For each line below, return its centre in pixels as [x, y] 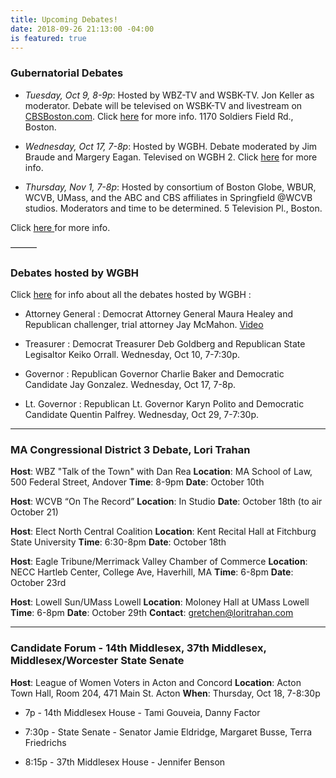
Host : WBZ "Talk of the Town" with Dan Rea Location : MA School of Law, [161, 472]
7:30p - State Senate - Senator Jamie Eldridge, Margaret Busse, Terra [168, 732]
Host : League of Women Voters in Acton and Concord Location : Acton [156, 682]
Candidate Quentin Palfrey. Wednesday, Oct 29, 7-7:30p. [141, 414]
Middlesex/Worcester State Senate [97, 661]
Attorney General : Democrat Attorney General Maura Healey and [159, 313]
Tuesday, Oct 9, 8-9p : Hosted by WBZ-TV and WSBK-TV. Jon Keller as [169, 95]
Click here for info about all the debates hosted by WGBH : [131, 294]
